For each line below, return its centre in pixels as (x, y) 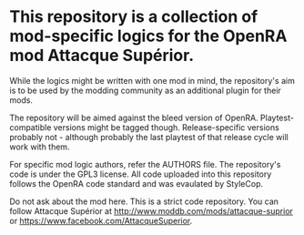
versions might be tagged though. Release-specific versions (166, 127)
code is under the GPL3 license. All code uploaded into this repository (141, 174)
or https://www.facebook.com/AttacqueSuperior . (101, 220)
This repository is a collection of (134, 17)
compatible (30, 127)
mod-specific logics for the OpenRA (148, 36)
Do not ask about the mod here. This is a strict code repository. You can (144, 201)
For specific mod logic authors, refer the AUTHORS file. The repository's (145, 164)
